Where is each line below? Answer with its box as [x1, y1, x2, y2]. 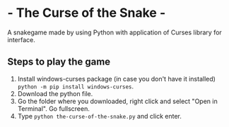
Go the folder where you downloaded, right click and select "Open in [17, 97, 218, 105]
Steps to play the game [7, 56, 111, 68]
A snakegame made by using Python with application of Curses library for [7, 28, 223, 36]
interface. [7, 35, 35, 44]
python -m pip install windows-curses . [17, 82, 134, 91]
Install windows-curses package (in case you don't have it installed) [17, 74, 216, 83]
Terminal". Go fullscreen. [17, 104, 90, 113]
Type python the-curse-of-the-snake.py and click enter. [17, 112, 182, 120]
